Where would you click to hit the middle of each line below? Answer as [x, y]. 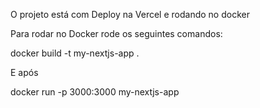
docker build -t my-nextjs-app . [75, 53]
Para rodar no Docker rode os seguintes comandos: [116, 33]
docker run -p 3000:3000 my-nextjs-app [95, 92]
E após [24, 72]
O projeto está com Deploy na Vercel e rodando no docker [130, 14]
